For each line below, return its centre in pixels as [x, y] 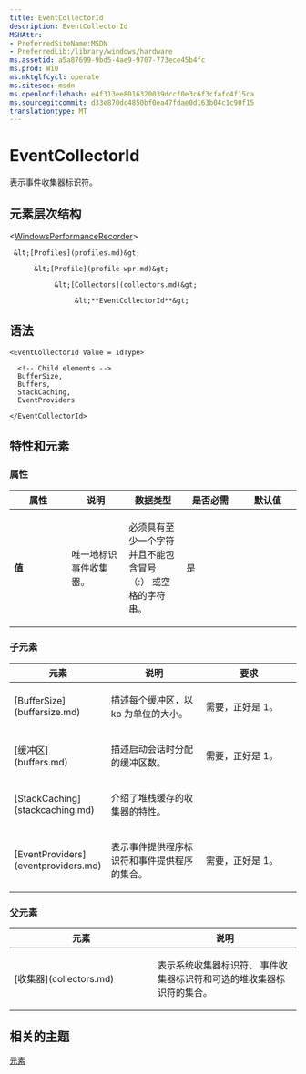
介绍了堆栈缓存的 [148, 797]
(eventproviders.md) [58, 866]
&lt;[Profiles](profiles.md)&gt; [77, 253]
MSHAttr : [26, 35]
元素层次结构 [46, 213]
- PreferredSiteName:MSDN [58, 43]
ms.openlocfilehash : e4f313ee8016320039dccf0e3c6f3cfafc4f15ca [132, 94]
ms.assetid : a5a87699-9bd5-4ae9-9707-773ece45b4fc [107, 60]
